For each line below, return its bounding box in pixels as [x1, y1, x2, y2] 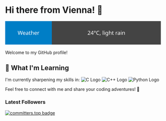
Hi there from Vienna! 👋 [5, 4, 103, 16]
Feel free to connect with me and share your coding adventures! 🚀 [5, 86, 140, 92]
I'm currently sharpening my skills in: [5, 77, 80, 83]
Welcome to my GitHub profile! [5, 49, 68, 55]
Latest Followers [5, 99, 46, 106]
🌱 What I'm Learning [5, 64, 69, 72]
